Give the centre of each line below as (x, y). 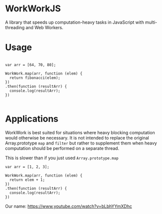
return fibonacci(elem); (35, 78)
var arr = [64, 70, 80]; (31, 65)
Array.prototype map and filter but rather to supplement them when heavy (81, 143)
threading (15, 27)
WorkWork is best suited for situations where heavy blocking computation (80, 132)
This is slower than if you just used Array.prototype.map (62, 158)
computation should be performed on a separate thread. (62, 148)
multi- (151, 22)
